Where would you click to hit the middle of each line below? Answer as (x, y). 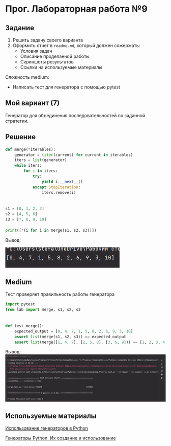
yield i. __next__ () (62, 182)
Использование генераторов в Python (47, 428)
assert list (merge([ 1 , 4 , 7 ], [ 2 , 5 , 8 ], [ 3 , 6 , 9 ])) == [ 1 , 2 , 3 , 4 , (91, 342)
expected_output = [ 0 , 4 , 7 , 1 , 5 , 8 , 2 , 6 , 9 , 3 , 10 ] (74, 331)
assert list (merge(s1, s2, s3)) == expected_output (70, 337)
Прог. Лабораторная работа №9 (76, 9)
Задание (20, 28)
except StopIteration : (56, 187)
